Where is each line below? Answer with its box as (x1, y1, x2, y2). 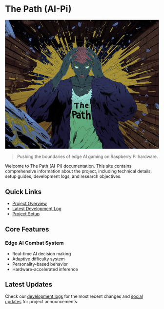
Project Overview (12, 201, 47, 207)
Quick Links (5, 188, 42, 196)
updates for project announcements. (5, 298, 79, 304)
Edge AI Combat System (5, 240, 64, 247)
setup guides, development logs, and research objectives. (5, 174, 122, 179)
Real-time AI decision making (12, 251, 71, 256)
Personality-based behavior (12, 261, 68, 267)
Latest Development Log (12, 206, 62, 212)
